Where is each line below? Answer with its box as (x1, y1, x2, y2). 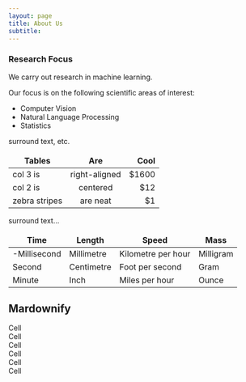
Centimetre (69, 261, 112, 272)
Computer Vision (19, 103, 77, 113)
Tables (23, 155, 51, 166)
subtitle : (8, 27, 42, 35)
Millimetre (69, 248, 107, 259)
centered (78, 181, 113, 193)
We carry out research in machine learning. (8, 72, 153, 82)
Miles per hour (119, 274, 175, 286)
